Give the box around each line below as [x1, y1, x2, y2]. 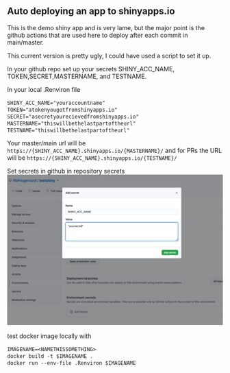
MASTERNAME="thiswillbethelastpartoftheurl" [7, 120, 136, 127]
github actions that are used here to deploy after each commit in [7, 31, 188, 39]
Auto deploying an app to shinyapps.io [7, 5, 175, 17]
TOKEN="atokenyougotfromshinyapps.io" [7, 106, 118, 113]
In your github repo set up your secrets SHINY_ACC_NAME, [7, 64, 175, 73]
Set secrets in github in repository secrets [7, 167, 125, 175]
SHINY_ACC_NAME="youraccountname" [7, 99, 106, 106]
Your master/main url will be [7, 139, 86, 147]
